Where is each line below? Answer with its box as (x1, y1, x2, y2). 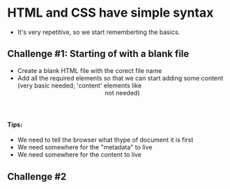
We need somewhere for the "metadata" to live (17, 143, 153, 151)
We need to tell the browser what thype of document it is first (17, 135, 194, 144)
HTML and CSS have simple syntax (7, 5, 214, 21)
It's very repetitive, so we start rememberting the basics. (17, 28, 181, 36)
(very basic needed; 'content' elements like (17, 81, 142, 90)
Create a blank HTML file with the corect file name (17, 66, 162, 74)
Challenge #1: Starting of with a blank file (7, 48, 190, 60)
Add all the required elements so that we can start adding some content (17, 74, 224, 82)
